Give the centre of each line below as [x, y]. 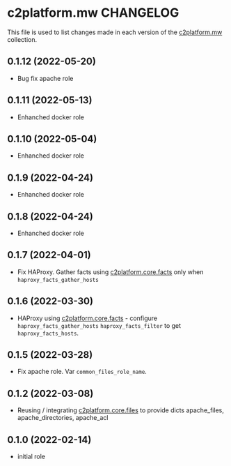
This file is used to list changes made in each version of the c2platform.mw [115, 32]
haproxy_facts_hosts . [48, 333]
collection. [22, 39]
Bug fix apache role [45, 78]
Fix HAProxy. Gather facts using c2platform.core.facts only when [110, 272]
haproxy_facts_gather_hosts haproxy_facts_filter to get [99, 325]
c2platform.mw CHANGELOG [93, 13]
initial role [31, 457]
